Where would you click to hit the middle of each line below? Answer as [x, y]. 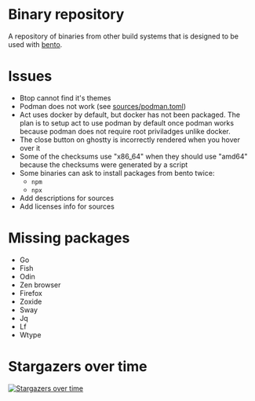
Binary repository [66, 15]
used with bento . [35, 44]
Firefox [31, 293]
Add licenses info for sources [67, 206]
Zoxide [31, 301]
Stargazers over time [78, 366]
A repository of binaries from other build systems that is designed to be [124, 36]
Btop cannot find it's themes [65, 98]
